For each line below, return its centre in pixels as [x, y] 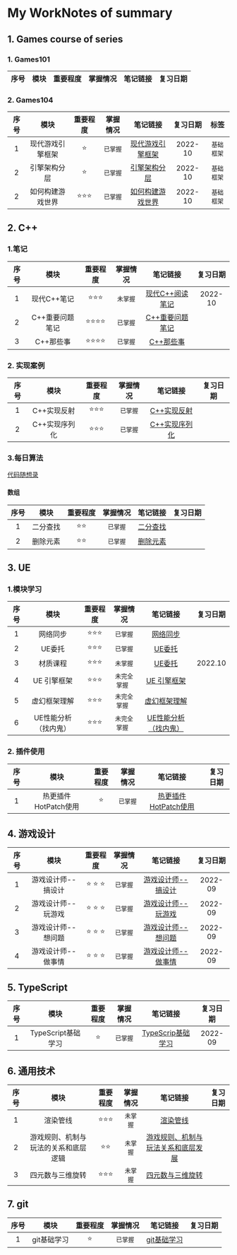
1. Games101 [29, 59]
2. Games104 [30, 100]
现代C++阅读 [167, 293]
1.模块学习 [25, 589]
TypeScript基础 [55, 1033]
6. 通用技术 [31, 1071]
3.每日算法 [25, 458]
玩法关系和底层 [171, 1148]
